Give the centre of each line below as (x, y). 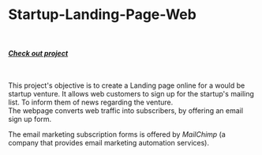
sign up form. (30, 119)
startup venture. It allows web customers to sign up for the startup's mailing (131, 93)
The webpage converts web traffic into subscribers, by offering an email (125, 110)
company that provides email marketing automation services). (109, 142)
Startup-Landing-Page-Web (103, 15)
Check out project (38, 53)
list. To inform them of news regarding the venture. (91, 102)
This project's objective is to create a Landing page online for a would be (127, 85)
